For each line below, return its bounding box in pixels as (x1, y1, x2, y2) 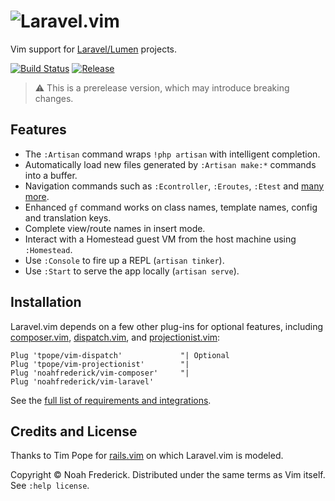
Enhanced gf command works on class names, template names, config (24, 201, 318, 213)
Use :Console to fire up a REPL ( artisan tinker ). (24, 254, 225, 266)
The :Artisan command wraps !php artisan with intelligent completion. (24, 148, 321, 160)
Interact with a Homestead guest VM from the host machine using (24, 233, 297, 245)
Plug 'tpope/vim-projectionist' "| (10, 359, 190, 369)
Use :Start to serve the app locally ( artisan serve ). (24, 265, 240, 277)
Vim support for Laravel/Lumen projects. (10, 43, 177, 55)
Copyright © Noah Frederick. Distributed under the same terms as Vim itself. (10, 469, 326, 481)
